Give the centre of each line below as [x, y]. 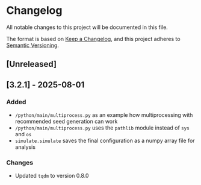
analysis [25, 147]
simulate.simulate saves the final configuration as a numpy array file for [105, 141]
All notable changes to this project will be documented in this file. [87, 27]
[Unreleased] [32, 64]
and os [23, 134]
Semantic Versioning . [32, 45]
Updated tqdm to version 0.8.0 [52, 176]
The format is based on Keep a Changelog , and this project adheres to [93, 39]
